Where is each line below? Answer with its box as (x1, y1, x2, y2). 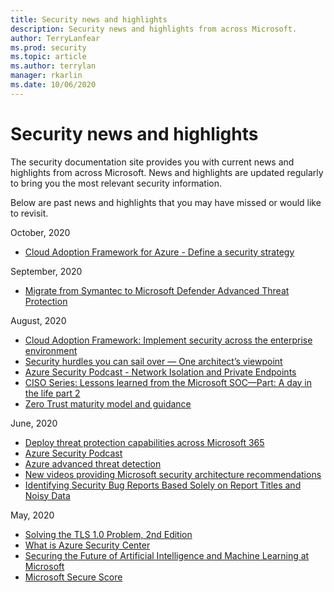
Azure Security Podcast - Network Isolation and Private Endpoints (24, 366, 297, 378)
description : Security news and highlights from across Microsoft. (10, 24, 298, 34)
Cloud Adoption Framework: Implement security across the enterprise (24, 334, 313, 346)
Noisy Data (24, 489, 71, 501)
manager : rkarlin (10, 71, 83, 81)
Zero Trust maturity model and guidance (24, 397, 192, 410)
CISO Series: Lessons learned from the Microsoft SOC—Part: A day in (24, 376, 313, 388)
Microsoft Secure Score (24, 571, 123, 583)
